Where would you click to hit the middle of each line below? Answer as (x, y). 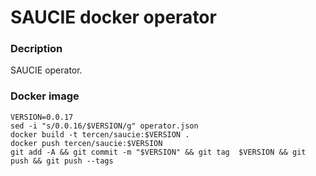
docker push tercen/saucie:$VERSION (86, 143)
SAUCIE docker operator (113, 17)
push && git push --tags (62, 161)
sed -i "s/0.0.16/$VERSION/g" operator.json (104, 126)
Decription (36, 49)
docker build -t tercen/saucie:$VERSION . (100, 134)
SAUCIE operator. (46, 70)
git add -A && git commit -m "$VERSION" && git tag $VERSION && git (158, 152)
